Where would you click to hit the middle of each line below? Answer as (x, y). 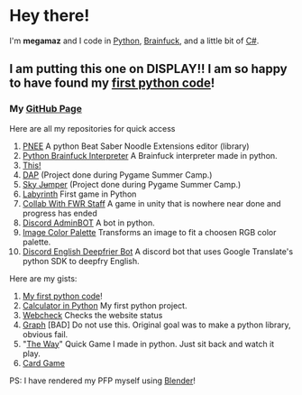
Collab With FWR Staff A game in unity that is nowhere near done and (151, 203)
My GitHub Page (46, 109)
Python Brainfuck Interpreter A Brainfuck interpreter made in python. (150, 155)
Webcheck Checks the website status (92, 315)
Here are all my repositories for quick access (92, 128)
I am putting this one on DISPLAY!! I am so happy (148, 69)
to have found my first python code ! (112, 83)
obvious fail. (45, 334)
